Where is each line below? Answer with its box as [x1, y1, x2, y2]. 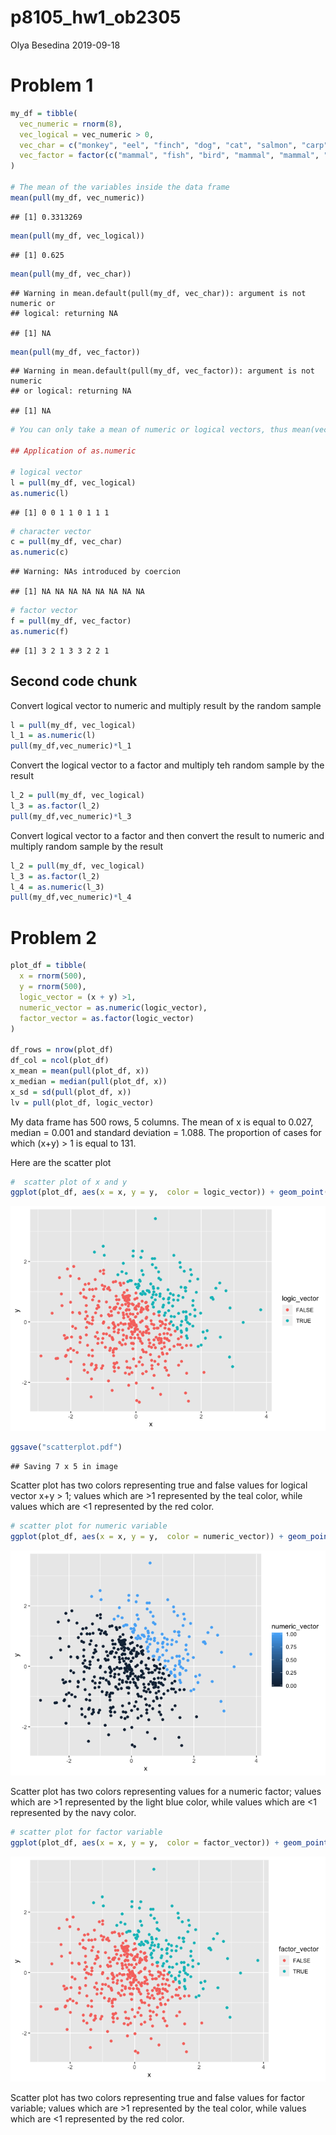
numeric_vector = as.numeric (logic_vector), [19, 1002, 208, 1013]
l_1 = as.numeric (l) [10, 731, 97, 741]
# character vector [10, 526, 92, 536]
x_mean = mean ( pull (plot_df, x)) [10, 1066, 150, 1076]
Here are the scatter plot [10, 1156, 112, 1168]
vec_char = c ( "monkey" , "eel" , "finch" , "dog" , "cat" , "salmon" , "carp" [19, 140, 329, 150]
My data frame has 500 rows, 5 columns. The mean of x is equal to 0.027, [10, 1116, 314, 1128]
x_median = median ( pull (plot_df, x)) [10, 1076, 168, 1086]
